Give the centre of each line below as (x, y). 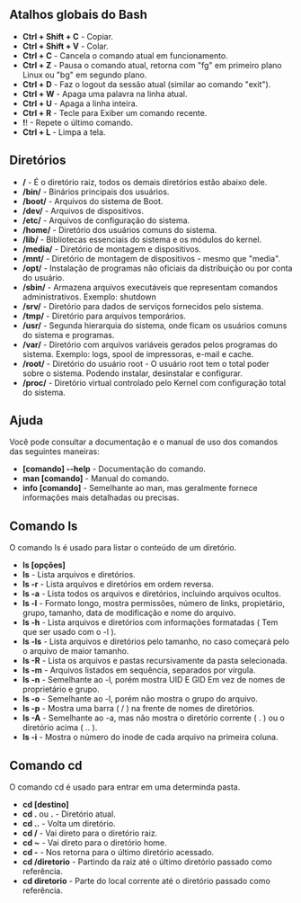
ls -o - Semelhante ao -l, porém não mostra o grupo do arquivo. (140, 699)
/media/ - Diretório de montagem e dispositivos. (112, 249)
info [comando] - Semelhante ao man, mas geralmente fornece (140, 488)
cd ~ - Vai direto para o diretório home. (95, 843)
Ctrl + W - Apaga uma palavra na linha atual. (105, 94)
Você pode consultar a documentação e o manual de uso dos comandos (144, 442)
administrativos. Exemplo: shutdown (89, 297)
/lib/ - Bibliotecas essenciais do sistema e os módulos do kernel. (142, 239)
